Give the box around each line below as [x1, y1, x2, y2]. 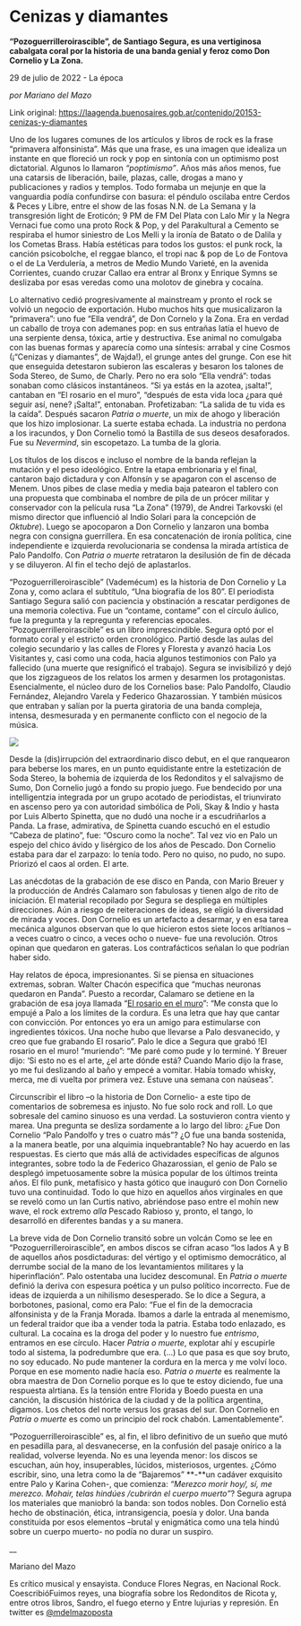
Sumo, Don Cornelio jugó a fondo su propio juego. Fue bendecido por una [9, 782, 282, 792]
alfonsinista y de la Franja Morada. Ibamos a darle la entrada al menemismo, [9, 1309, 290, 1319]
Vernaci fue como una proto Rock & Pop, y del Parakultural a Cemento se [9, 220, 279, 230]
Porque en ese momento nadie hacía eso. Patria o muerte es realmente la [9, 1365, 280, 1377]
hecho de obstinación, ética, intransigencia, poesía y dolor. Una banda [9, 1507, 270, 1518]
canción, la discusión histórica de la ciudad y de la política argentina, [9, 1394, 263, 1405]
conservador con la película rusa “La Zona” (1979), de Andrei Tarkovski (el [9, 502, 284, 513]
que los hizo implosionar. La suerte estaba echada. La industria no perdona [9, 418, 287, 428]
